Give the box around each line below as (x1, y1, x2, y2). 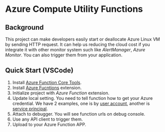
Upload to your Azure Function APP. (12, 121, 86, 127)
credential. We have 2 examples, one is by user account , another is (12, 100, 150, 106)
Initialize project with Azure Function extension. (12, 90, 109, 96)
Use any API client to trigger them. (12, 116, 83, 122)
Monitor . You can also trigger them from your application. (5, 52, 123, 58)
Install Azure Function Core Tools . (12, 79, 82, 85)
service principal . (12, 105, 48, 112)
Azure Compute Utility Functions (5, 3, 143, 15)
